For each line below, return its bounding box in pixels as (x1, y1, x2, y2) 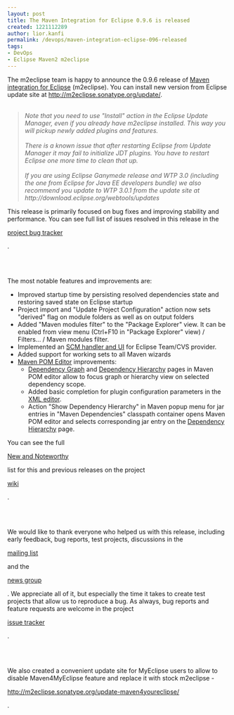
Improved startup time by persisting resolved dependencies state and (17, 290, 219, 299)
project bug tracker (7, 228, 63, 236)
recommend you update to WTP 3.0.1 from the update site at (24, 186, 200, 194)
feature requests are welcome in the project (7, 604, 134, 612)
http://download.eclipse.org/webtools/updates (24, 193, 160, 202)
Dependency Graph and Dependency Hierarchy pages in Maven (27, 365, 214, 373)
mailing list (7, 548, 39, 557)
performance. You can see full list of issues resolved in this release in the (7, 214, 219, 223)
